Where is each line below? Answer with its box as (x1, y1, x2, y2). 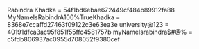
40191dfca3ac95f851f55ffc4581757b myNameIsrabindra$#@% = (7, 28, 193, 36)
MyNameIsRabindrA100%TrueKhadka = (7, 13, 121, 21)
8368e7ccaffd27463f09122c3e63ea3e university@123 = (7, 21, 169, 28)
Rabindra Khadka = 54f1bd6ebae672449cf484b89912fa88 (7, 6, 175, 14)
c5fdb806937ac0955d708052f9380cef (7, 35, 120, 43)
